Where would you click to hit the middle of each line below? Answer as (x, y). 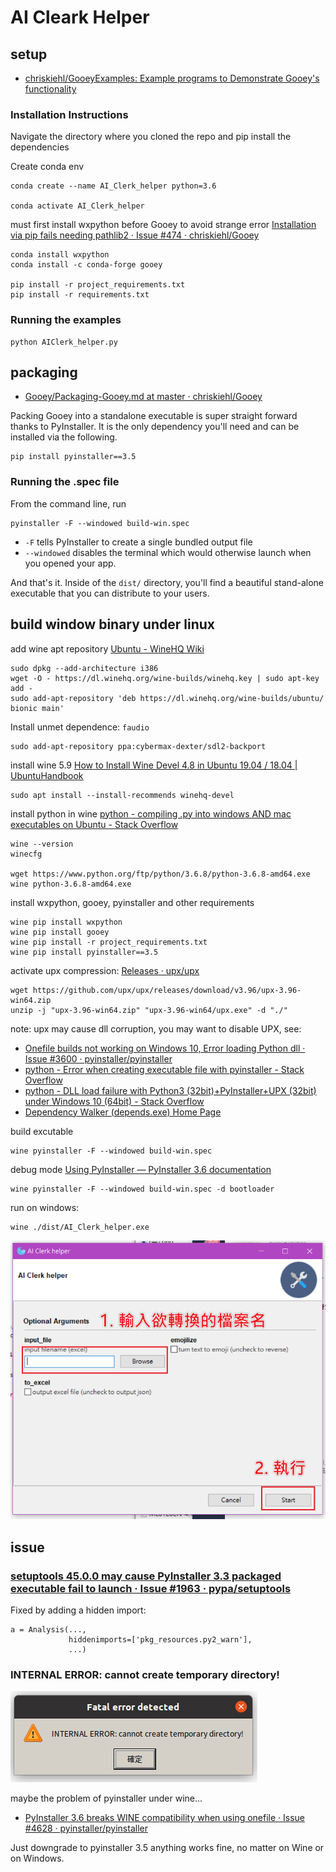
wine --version (42, 844)
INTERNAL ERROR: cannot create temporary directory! (145, 1674)
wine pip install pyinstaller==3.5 (84, 952)
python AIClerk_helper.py (64, 342)
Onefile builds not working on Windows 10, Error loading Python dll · (165, 1048)
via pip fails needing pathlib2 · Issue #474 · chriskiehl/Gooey (135, 235)
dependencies (40, 147)
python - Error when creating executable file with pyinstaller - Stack (164, 1069)
